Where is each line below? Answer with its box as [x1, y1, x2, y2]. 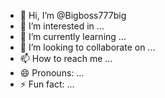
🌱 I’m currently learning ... [19, 31, 127, 42]
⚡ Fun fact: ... [19, 78, 75, 90]
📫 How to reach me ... [19, 53, 113, 64]
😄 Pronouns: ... [19, 67, 85, 79]
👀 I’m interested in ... [19, 20, 105, 32]
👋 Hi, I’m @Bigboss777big [19, 10, 127, 21]
